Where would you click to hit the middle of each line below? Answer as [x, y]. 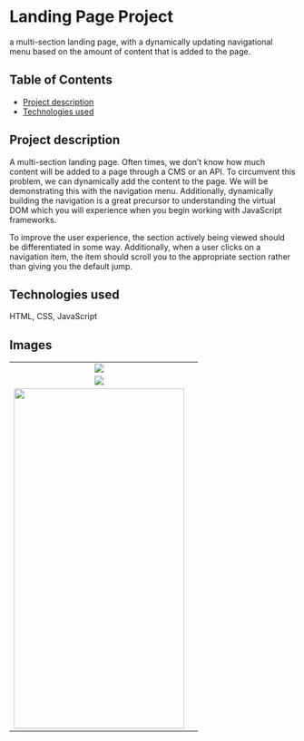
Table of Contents [61, 80]
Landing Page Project [92, 17]
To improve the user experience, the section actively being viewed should [147, 237]
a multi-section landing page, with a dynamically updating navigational [142, 42]
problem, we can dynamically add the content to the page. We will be [139, 181]
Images [31, 345]
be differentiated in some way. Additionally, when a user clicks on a [135, 247]
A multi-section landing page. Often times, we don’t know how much [137, 161]
